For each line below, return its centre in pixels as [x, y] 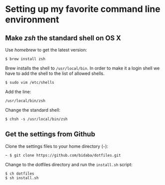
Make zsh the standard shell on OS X [63, 38]
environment [32, 20]
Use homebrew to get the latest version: [46, 50]
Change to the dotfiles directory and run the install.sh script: [69, 164]
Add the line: [18, 92]
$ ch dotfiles [20, 174]
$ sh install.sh [22, 178]
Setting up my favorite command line [83, 9]
